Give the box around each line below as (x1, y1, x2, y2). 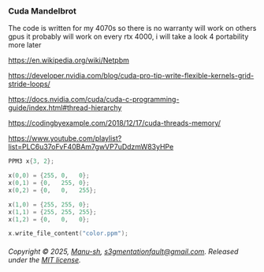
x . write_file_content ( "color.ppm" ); (8, 229, 128, 238)
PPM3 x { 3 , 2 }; (8, 157, 55, 165)
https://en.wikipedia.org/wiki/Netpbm (8, 55, 130, 65)
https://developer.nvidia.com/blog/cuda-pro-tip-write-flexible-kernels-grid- (8, 71, 255, 81)
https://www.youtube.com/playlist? (8, 134, 122, 143)
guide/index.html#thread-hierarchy (8, 103, 122, 112)
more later (8, 40, 42, 50)
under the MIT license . (8, 255, 81, 264)
